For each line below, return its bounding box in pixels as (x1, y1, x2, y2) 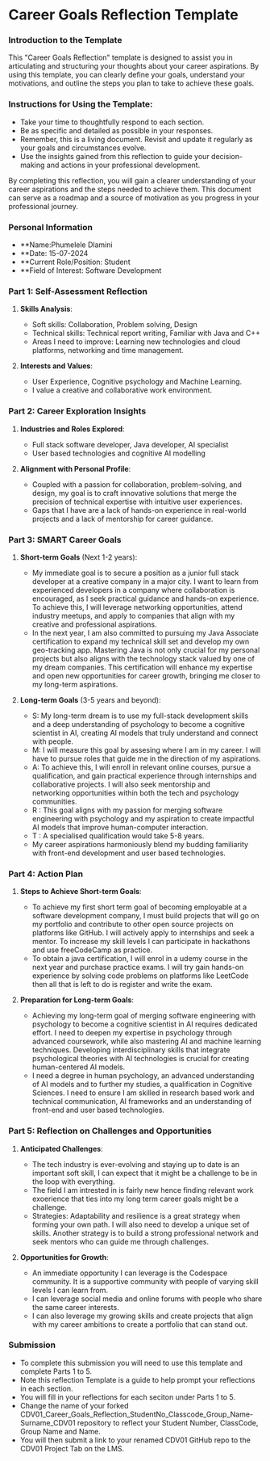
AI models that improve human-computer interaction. (31, 822, 209, 832)
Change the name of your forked (19, 1400, 129, 1410)
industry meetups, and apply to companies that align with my (31, 611, 235, 620)
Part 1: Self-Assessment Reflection (8, 286, 147, 296)
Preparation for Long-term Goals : (19, 995, 135, 1005)
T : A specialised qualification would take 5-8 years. (31, 830, 205, 841)
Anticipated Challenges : (19, 1144, 103, 1153)
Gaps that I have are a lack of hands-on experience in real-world (31, 505, 247, 514)
